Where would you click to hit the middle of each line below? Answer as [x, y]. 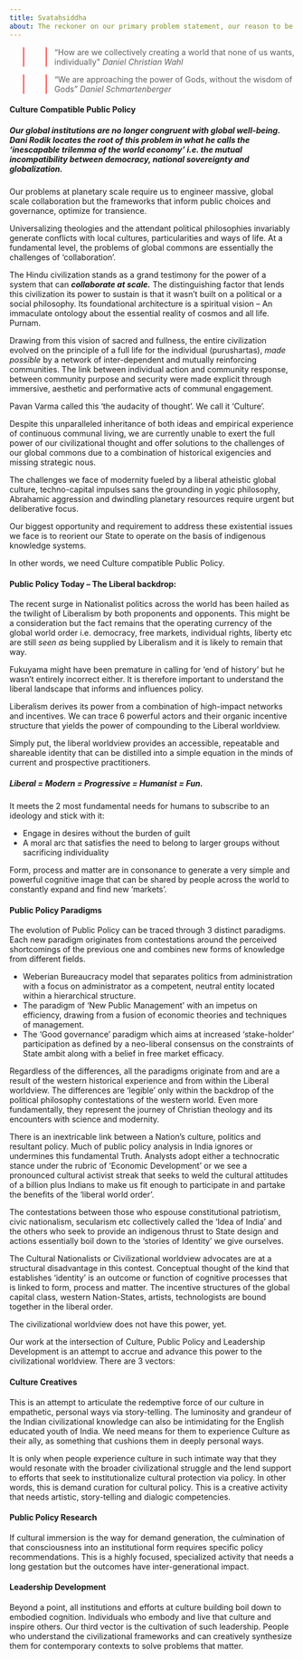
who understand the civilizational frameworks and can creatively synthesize [151, 1636]
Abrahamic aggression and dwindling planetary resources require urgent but [152, 499]
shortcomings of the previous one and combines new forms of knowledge [147, 950]
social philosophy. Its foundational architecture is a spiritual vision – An [141, 304]
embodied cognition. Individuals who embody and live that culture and [140, 1617]
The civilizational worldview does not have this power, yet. [118, 1325]
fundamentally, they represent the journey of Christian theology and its [141, 1110]
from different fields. [47, 959]
